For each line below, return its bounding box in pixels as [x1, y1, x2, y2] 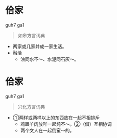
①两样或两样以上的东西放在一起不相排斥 [12, 114, 100, 121]
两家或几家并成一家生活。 [12, 43, 67, 49]
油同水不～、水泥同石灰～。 [20, 56, 79, 62]
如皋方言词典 [17, 32, 45, 38]
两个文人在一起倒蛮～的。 [20, 127, 75, 133]
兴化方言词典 [17, 103, 45, 110]
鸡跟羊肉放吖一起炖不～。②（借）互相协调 [20, 121, 112, 127]
